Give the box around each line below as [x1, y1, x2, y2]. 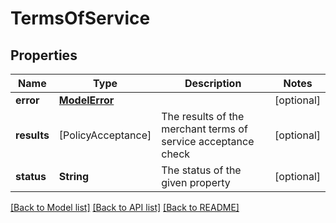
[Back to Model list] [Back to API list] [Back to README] [10, 202, 240, 213]
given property [161, 176, 231, 189]
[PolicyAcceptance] [58, 128, 152, 142]
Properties [10, 47, 78, 64]
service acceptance [161, 135, 255, 148]
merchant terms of [161, 122, 248, 136]
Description [184, 77, 242, 90]
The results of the [161, 110, 245, 123]
